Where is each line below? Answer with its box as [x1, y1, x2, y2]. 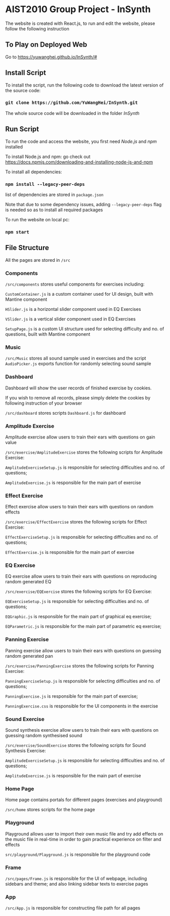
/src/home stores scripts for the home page [5, 807, 95, 813]
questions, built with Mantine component [5, 331, 91, 337]
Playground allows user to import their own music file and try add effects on [5, 830, 163, 837]
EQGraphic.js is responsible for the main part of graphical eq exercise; [5, 614, 152, 620]
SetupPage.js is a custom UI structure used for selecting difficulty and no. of [5, 326, 164, 332]
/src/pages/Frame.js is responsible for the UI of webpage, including [5, 875, 147, 882]
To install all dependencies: [5, 169, 62, 175]
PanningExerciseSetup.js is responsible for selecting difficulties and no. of [5, 678, 160, 684]
